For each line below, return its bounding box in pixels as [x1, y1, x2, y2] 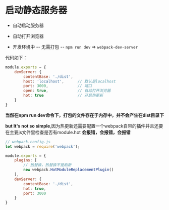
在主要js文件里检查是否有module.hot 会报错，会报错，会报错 [5, 129, 131, 135]
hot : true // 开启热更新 [23, 93, 103, 98]
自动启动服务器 [12, 22, 44, 28]
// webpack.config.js [5, 139, 51, 144]
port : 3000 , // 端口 [23, 83, 92, 89]
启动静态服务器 [5, 5, 68, 16]
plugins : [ [14, 158, 37, 163]
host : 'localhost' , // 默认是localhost [23, 79, 116, 84]
